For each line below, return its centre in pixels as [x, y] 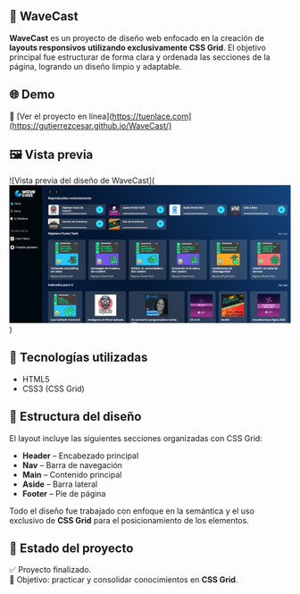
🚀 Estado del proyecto [71, 549]
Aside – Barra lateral [60, 484]
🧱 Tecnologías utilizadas [79, 358]
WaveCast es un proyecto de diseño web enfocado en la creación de [137, 38]
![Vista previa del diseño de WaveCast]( [82, 180]
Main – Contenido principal [72, 474]
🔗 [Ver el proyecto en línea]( [61, 116]
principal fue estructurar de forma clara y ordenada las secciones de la [140, 57]
